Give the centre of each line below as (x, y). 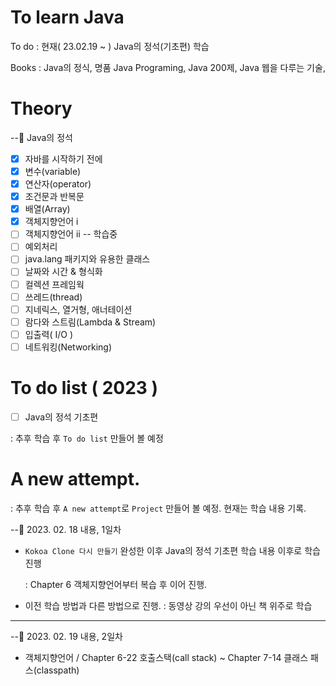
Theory (41, 108)
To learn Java (67, 17)
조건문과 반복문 (54, 197)
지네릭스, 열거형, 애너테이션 (78, 309)
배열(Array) (47, 209)
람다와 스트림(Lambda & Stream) (90, 322)
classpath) (58, 670)
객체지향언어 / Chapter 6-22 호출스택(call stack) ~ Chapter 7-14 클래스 (166, 657)
